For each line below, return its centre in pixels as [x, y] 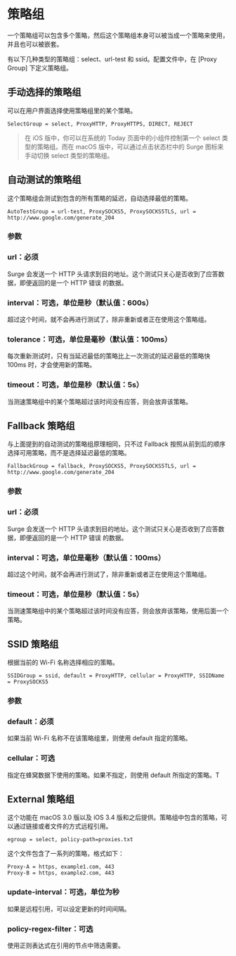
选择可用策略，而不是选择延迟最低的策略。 [69, 453]
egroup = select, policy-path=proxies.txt [70, 840]
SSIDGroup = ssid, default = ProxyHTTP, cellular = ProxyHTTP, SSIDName [116, 676]
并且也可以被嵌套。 [35, 44]
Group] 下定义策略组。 [40, 68]
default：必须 [31, 721]
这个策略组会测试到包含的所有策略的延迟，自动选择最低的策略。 [99, 198]
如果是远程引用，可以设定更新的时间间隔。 [69, 909]
